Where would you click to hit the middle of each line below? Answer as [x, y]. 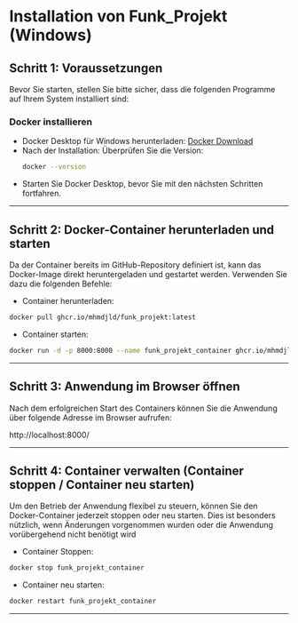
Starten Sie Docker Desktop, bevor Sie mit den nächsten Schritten [142, 184]
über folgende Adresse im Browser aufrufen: [91, 417]
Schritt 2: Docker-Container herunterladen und [142, 230]
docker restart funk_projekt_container [83, 602]
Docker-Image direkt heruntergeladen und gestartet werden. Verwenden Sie [149, 274]
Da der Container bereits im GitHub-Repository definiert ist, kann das [135, 265]
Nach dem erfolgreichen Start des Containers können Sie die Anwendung [143, 408]
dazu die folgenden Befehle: [61, 284]
